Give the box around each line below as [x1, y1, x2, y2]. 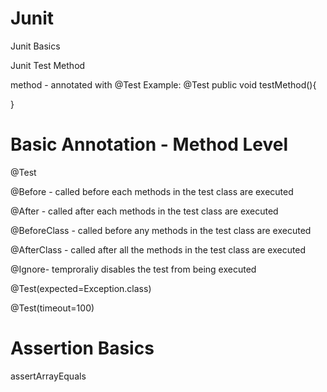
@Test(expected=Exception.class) [10, 282, 152, 294]
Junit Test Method [10, 59, 86, 71]
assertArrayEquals [10, 370, 87, 382]
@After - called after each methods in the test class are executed [10, 205, 279, 217]
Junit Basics [10, 40, 61, 52]
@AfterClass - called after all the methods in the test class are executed [10, 243, 307, 256]
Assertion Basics [10, 337, 155, 360]
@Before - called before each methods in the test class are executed [10, 185, 294, 197]
